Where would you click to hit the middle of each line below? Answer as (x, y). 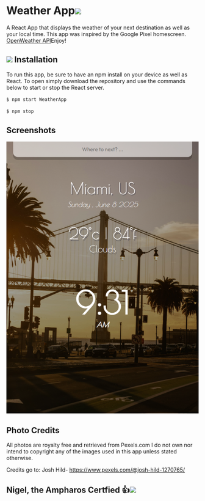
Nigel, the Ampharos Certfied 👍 (68, 490)
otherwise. (20, 458)
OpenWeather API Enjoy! (36, 40)
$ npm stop (20, 111)
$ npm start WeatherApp (37, 99)
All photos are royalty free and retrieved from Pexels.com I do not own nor (99, 445)
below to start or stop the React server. (56, 87)
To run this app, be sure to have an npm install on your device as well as (97, 75)
